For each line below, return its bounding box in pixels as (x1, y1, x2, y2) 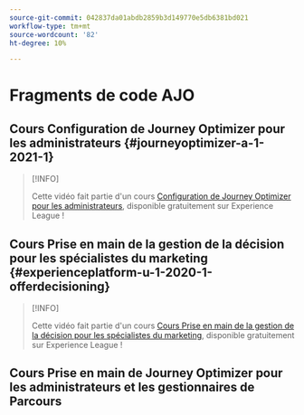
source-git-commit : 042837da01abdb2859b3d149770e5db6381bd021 (9, 13, 249, 23)
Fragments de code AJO (9, 85, 195, 106)
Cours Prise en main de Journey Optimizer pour (9, 365, 283, 381)
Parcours (9, 394, 62, 410)
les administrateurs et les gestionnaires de (9, 380, 255, 395)
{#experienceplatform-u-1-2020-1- (9, 264, 213, 280)
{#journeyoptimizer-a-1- (123, 135, 265, 150)
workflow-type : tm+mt (9, 22, 91, 31)
